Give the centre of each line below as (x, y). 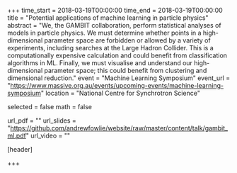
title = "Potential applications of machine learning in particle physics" (108, 18)
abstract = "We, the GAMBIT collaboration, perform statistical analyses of (114, 25)
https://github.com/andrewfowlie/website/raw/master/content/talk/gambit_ (119, 128)
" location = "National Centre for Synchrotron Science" (120, 93)
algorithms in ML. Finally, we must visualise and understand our (100, 63)
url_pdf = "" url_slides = (42, 121)
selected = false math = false (50, 107)
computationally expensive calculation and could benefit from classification (117, 55)
